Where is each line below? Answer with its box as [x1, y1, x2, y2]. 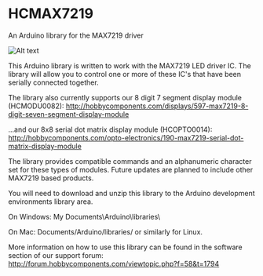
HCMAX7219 [8, 5, 94, 23]
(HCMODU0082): [8, 101, 64, 111]
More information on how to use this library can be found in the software [8, 242, 243, 252]
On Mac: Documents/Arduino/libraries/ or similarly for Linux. [8, 227, 203, 236]
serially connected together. [8, 78, 100, 87]
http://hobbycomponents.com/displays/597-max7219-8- [65, 101, 249, 111]
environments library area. [8, 197, 93, 206]
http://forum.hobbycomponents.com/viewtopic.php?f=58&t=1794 [8, 259, 220, 268]
